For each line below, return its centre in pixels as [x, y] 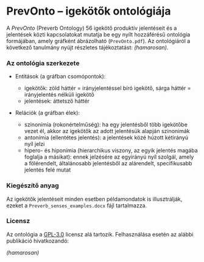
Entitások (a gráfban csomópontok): [60, 77]
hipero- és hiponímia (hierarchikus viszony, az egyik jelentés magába [111, 151]
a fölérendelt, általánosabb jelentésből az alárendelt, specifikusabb [108, 164]
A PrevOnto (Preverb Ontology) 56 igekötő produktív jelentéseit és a [92, 28]
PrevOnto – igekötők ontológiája [89, 11]
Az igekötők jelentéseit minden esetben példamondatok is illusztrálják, [94, 199]
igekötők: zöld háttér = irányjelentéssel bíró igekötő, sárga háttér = [107, 88]
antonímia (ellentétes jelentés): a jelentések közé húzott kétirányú [106, 137]
